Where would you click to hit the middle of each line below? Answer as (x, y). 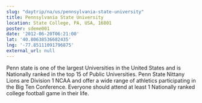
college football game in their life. (48, 93)
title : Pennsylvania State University (55, 17)
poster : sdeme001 (28, 28)
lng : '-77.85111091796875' (40, 46)
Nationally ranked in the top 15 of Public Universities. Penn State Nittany (96, 74)
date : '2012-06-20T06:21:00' (43, 34)
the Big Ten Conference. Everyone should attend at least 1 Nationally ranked (101, 87)
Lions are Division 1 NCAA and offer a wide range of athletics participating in (101, 80)
